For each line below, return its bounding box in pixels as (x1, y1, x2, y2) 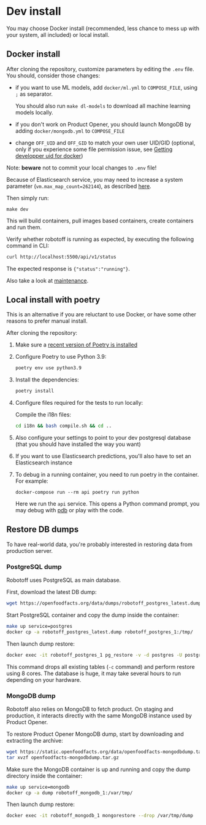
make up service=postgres (6, 624, 72, 630)
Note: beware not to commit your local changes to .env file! (6, 164, 157, 171)
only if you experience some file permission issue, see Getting (15, 146, 173, 153)
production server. (6, 547, 53, 554)
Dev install (6, 4, 61, 18)
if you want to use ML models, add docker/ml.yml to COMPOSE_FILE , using (15, 84, 198, 91)
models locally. (15, 109, 53, 116)
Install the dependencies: (15, 376, 80, 383)
